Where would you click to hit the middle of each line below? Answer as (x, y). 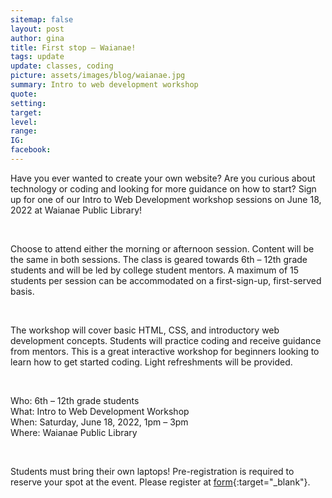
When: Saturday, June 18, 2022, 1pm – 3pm (99, 422)
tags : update (37, 57)
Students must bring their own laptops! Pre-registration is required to (152, 471)
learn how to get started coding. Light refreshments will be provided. (151, 362)
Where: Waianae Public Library (74, 432)
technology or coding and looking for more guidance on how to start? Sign (163, 188)
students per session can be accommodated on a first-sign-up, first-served (166, 280)
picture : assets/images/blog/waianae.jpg (98, 76)
